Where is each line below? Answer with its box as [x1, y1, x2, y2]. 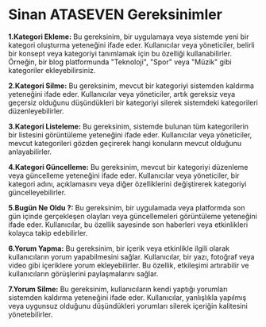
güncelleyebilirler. [8, 187, 66, 197]
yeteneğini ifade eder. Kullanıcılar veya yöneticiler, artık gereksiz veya [8, 89, 236, 98]
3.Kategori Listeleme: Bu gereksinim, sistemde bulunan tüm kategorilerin [8, 121, 249, 131]
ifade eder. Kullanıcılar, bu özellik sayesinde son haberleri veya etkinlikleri [8, 220, 249, 229]
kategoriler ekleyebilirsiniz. [8, 65, 96, 75]
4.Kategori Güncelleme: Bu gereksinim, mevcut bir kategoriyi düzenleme [8, 162, 249, 171]
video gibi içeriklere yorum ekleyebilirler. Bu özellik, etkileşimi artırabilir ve [8, 260, 249, 270]
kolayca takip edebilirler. [8, 228, 88, 237]
